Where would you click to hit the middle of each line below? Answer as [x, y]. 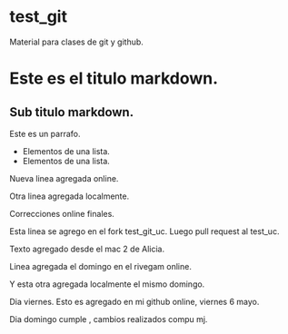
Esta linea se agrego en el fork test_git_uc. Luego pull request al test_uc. [144, 231]
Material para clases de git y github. [76, 42]
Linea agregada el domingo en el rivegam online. [101, 266]
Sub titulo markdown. [72, 112]
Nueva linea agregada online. [64, 178]
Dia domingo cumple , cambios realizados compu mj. [109, 319]
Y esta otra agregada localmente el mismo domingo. [107, 284]
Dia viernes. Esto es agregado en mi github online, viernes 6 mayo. [134, 301]
